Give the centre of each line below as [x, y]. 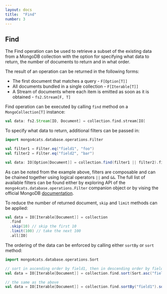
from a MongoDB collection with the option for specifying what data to [77, 57]
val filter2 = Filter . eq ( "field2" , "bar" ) [50, 153]
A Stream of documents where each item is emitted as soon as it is [81, 92]
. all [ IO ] [19, 236]
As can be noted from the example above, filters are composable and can [80, 172]
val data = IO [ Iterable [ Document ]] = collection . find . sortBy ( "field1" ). [82, 287]
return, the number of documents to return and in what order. [68, 62]
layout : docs [19, 10]
